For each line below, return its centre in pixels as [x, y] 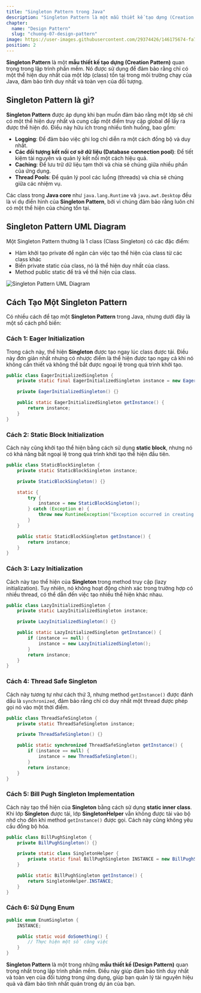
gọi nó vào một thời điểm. [38, 707]
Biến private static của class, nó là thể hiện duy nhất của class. [92, 265]
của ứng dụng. [33, 171]
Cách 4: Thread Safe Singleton [52, 681]
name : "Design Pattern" [41, 28]
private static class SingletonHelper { [68, 854]
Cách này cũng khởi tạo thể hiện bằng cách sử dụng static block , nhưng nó [99, 448]
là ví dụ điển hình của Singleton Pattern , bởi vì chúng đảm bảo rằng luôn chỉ [100, 201]
